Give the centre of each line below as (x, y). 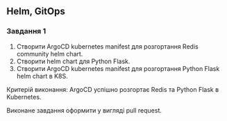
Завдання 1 (26, 31)
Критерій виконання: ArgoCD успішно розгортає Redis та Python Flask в (113, 89)
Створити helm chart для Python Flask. (73, 61)
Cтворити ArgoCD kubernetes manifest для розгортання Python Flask (118, 68)
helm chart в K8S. (42, 76)
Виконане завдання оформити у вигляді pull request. (84, 110)
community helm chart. (50, 54)
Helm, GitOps (36, 11)
